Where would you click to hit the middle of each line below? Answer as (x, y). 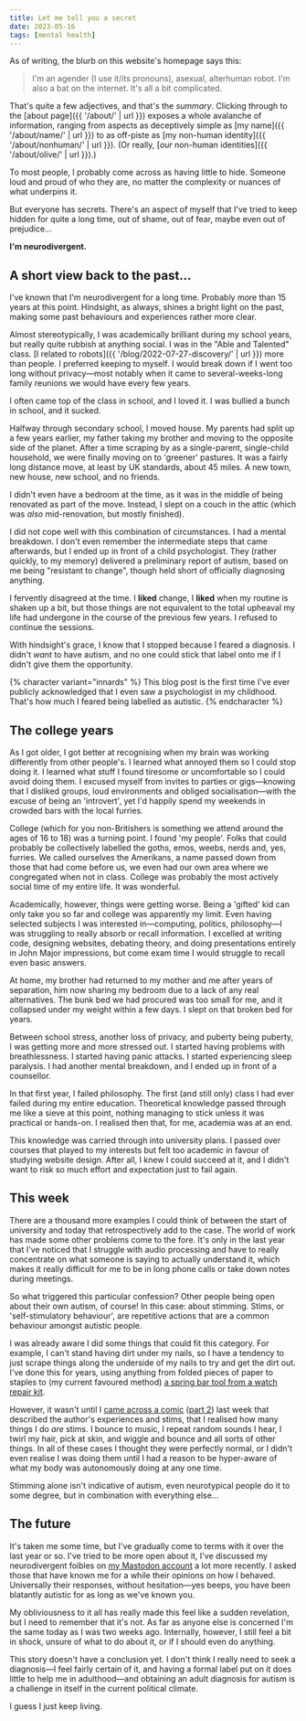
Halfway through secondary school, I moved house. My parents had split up (152, 428)
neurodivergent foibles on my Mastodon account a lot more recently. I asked (153, 1566)
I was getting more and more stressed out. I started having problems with (148, 1047)
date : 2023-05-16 (42, 27)
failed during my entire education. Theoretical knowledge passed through (148, 1103)
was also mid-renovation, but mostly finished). (97, 514)
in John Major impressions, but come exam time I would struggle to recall (148, 953)
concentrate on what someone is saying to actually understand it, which (145, 1259)
